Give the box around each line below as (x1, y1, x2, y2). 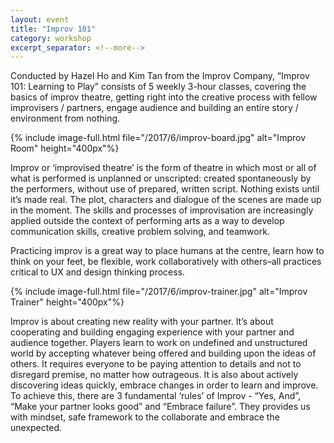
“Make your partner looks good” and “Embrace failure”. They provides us (10, 401, 311, 413)
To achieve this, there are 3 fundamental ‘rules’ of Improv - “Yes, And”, (10, 390, 302, 402)
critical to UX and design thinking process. (10, 266, 186, 278)
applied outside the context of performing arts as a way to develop (10, 215, 285, 227)
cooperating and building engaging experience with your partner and (10, 326, 295, 338)
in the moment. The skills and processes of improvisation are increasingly (10, 204, 314, 216)
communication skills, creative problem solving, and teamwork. (10, 226, 270, 238)
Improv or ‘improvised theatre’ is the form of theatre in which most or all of (10, 162, 317, 174)
